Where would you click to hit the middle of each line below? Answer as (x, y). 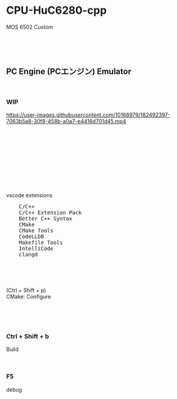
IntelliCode (36, 249)
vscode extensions (29, 196)
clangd (28, 255)
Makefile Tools (41, 243)
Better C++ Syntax (46, 219)
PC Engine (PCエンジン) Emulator (69, 71)
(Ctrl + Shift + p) (26, 290)
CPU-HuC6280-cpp (57, 10)
